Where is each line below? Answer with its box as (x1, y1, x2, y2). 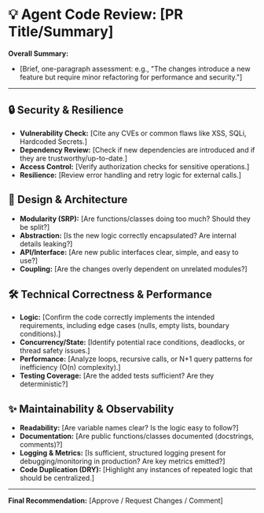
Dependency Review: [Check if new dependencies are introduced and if (19, 145, 255, 154)
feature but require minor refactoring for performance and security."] (19, 72, 243, 82)
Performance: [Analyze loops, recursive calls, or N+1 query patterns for (19, 354, 253, 364)
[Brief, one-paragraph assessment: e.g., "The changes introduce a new (19, 64, 251, 73)
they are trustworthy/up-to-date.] (19, 153, 128, 163)
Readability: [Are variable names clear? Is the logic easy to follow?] (19, 423, 239, 433)
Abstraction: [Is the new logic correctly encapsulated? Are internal (19, 231, 237, 240)
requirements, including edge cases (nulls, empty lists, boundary (19, 321, 230, 330)
